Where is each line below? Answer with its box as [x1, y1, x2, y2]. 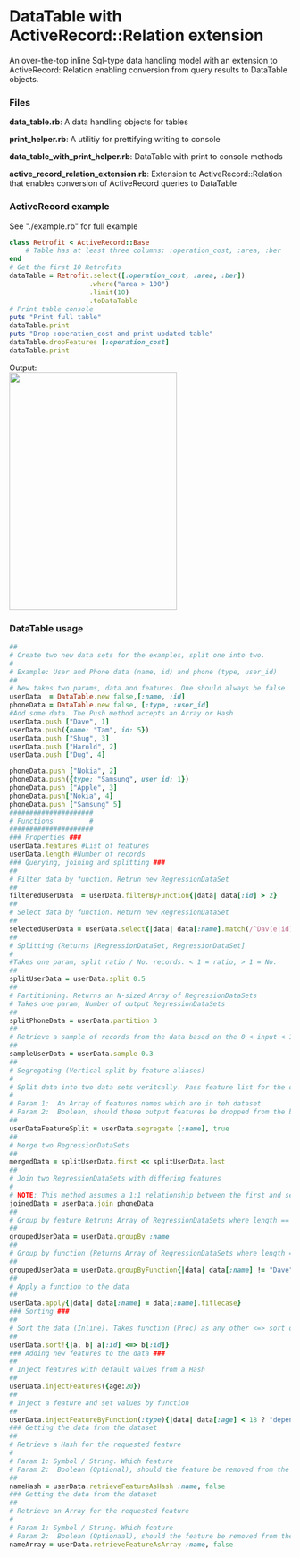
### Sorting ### [9, 1308, 70, 1317]
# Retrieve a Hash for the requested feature [9, 1440, 181, 1450]
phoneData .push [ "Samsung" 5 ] [9, 800, 122, 809]
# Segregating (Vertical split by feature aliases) [9, 1066, 205, 1075]
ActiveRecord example [9, 200, 110, 213]
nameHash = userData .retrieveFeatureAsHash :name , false [9, 1482, 226, 1491]
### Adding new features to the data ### [9, 1349, 166, 1358]
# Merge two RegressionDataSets [9, 1140, 129, 1150]
